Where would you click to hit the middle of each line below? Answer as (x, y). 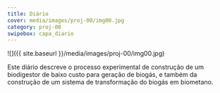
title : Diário (28, 14)
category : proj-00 (34, 27)
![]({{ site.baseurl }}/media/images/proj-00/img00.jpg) (86, 54)
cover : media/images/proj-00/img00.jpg (66, 20)
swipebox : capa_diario (41, 33)
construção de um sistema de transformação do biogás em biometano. (110, 82)
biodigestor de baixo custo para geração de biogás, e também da (102, 75)
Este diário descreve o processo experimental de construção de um (106, 67)
